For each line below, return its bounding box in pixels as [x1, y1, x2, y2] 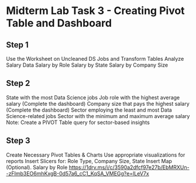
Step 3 [6, 136, 30, 146]
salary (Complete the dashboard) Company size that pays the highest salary [6, 100, 190, 107]
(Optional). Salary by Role [6, 164, 68, 171]
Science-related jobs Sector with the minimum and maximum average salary [6, 112, 190, 119]
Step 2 [6, 78, 30, 88]
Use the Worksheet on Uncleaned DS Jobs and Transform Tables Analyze [6, 56, 184, 62]
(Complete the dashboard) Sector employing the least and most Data [6, 106, 173, 113]
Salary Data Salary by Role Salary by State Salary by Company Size [6, 61, 169, 68]
